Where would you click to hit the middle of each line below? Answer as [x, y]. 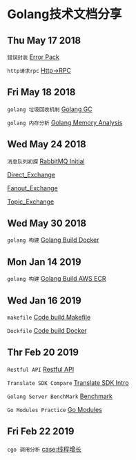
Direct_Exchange [31, 174]
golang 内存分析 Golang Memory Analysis [65, 122]
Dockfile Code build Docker [47, 331]
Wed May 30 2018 [47, 223]
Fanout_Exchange [33, 188]
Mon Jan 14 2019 [44, 262]
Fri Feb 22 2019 [41, 432]
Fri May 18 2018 [41, 92]
